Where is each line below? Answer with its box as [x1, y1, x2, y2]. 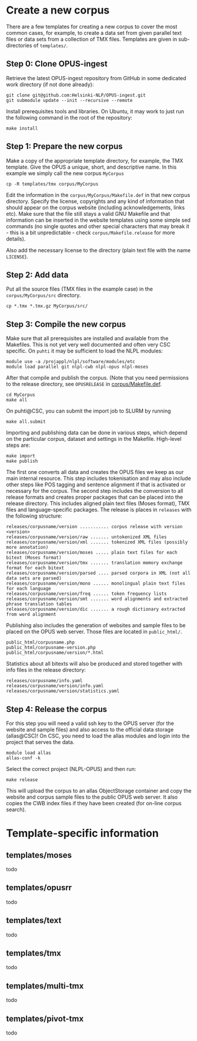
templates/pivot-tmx [6, 1013, 84, 1023]
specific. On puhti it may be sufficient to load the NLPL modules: [6, 347, 163, 354]
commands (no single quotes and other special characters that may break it [6, 222, 189, 230]
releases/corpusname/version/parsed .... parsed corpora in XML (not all [6, 570, 191, 576]
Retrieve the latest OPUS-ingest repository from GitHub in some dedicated [6, 74, 186, 81]
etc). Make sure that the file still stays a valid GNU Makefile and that [6, 210, 171, 217]
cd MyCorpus [6, 392, 35, 398]
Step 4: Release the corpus [6, 704, 108, 714]
